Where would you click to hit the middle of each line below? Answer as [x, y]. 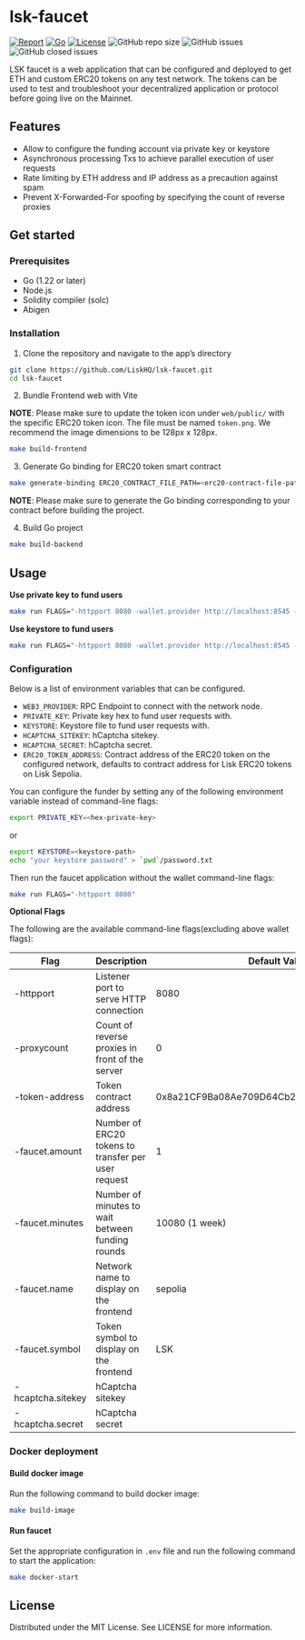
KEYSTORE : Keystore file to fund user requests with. [116, 725]
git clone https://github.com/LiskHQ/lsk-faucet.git [111, 370]
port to [109, 988]
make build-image [42, 1510]
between [114, 1229]
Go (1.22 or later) [54, 281]
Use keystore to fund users [61, 628]
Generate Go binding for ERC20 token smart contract [122, 466]
